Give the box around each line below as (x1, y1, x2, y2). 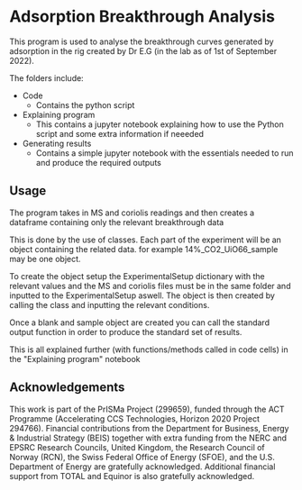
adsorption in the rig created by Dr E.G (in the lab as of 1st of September (9, 45, 278, 56)
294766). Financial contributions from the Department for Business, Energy (9, 422, 289, 433)
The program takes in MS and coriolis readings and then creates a (9, 207, 255, 218)
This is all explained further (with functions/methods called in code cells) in (9, 344, 288, 355)
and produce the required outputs (35, 157, 162, 168)
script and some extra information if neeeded (35, 128, 205, 139)
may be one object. (9, 253, 81, 264)
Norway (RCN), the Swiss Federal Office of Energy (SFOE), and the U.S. (9, 451, 275, 462)
